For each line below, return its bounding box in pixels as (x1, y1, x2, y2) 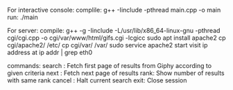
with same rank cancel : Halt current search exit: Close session (7, 76, 187, 85)
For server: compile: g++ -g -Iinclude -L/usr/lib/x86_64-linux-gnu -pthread (7, 27, 221, 34)
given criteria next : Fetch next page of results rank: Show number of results (7, 69, 225, 77)
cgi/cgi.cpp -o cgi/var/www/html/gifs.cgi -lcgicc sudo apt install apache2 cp (7, 34, 227, 42)
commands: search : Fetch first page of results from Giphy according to (7, 62, 212, 69)
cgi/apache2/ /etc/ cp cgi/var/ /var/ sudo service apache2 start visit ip (7, 41, 208, 49)
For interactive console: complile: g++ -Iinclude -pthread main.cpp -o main (7, 6, 221, 14)
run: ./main (7, 13, 38, 21)
